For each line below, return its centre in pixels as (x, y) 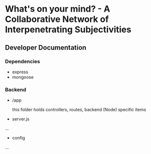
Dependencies (23, 61)
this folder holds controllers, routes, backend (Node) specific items (79, 110)
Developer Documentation (46, 47)
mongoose (23, 77)
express (20, 72)
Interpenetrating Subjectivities (68, 30)
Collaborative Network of (57, 19)
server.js (21, 119)
